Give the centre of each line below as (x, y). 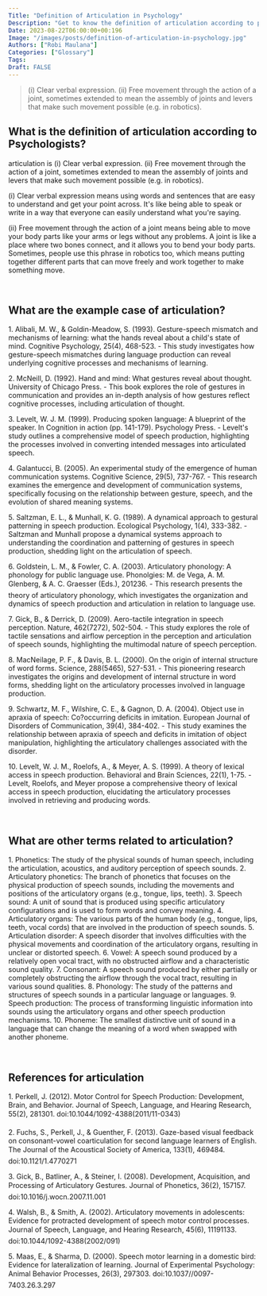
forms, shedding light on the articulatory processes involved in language (127, 685)
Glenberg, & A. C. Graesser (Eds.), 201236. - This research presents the (126, 584)
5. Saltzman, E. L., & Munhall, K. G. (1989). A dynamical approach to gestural (133, 518)
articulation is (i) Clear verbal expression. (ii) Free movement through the (127, 163)
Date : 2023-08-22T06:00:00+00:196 (66, 30)
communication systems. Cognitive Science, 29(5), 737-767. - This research (133, 476)
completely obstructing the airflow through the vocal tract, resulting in (123, 978)
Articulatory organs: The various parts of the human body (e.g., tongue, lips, (133, 919)
